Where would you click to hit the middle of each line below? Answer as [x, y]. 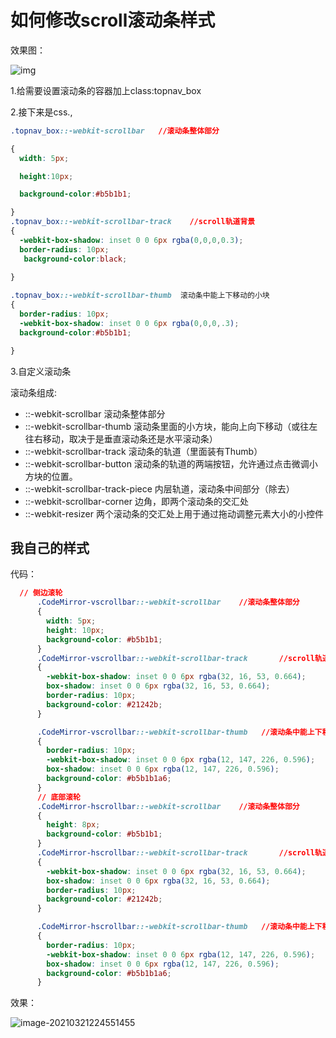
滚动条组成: [34, 392]
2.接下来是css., [41, 112]
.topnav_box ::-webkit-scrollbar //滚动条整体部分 [115, 131]
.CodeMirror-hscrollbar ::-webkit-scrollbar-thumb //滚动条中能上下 [179, 927]
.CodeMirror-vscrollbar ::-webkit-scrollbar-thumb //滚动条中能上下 [179, 732]
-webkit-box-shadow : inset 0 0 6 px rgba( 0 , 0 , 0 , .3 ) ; [129, 323]
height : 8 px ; [73, 825]
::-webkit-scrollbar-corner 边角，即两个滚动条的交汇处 [136, 501]
